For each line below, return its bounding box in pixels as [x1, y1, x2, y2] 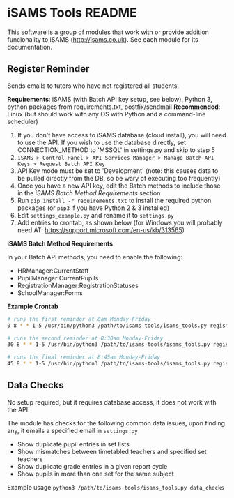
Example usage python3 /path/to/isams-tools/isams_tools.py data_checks [7, 483, 225, 491]
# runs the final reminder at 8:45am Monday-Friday [7, 354, 160, 361]
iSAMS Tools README [7, 5, 137, 21]
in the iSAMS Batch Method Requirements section [17, 188, 161, 197]
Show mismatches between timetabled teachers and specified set [17, 447, 207, 455]
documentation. [7, 43, 53, 51]
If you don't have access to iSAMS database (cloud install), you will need [17, 130, 226, 139]
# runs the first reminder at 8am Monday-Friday [7, 315, 151, 322]
